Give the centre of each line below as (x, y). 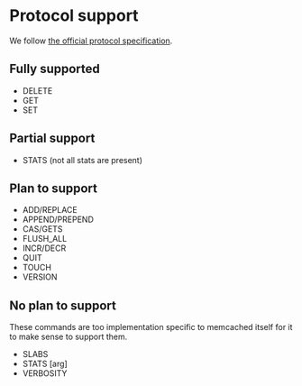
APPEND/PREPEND (58, 220)
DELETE (37, 90)
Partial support (52, 138)
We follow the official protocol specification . (91, 41)
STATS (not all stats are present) (82, 160)
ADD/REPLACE (50, 210)
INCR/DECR (44, 248)
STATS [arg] (45, 364)
